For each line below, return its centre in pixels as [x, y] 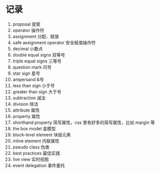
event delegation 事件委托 [39, 165]
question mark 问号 [32, 67]
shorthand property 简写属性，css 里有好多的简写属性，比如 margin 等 [84, 122]
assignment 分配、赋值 [36, 36]
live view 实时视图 [31, 159]
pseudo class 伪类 [31, 147]
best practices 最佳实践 [36, 153]
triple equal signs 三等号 [37, 61]
